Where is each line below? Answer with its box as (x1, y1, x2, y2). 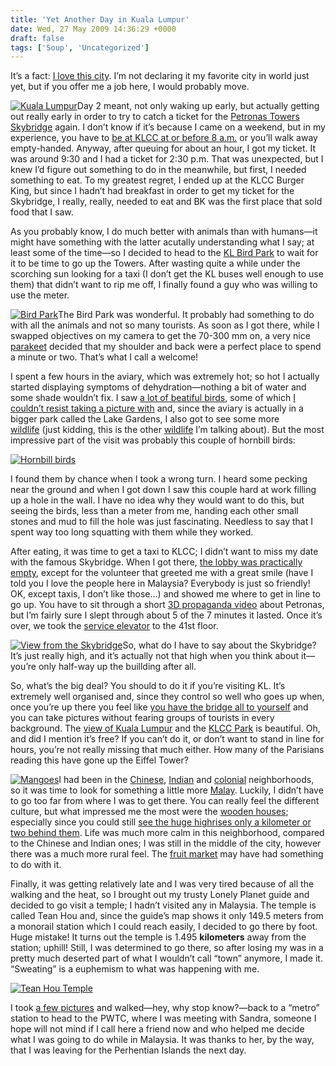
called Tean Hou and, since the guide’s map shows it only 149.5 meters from (10, 910, 324, 922)
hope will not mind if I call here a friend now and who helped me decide (10, 1023, 305, 1035)
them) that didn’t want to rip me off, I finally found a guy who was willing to (10, 279, 318, 291)
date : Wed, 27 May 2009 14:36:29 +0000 (10, 24, 177, 34)
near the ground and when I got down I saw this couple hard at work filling (10, 484, 317, 496)
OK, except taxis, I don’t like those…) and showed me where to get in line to (10, 588, 321, 600)
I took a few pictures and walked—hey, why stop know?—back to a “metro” (10, 1002, 320, 1014)
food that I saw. (10, 206, 74, 218)
